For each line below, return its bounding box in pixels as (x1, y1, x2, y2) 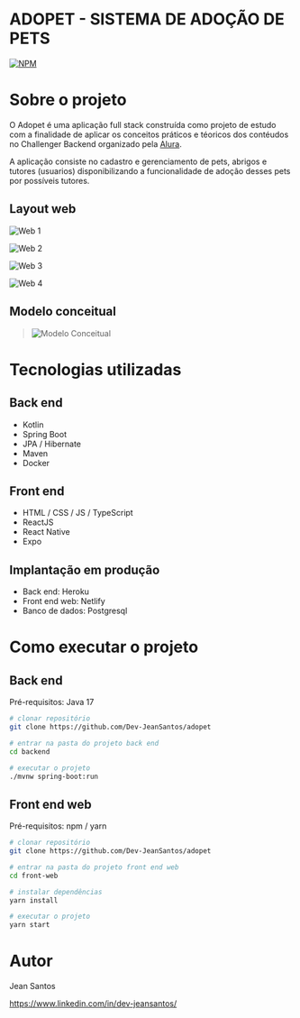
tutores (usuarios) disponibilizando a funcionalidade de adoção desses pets (9, 165, 291, 176)
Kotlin (22, 419, 44, 430)
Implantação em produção (9, 562, 160, 577)
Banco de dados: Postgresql (22, 605, 128, 617)
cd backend (9, 747, 50, 757)
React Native (22, 527, 70, 537)
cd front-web (9, 871, 59, 880)
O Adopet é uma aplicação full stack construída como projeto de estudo (9, 119, 277, 130)
